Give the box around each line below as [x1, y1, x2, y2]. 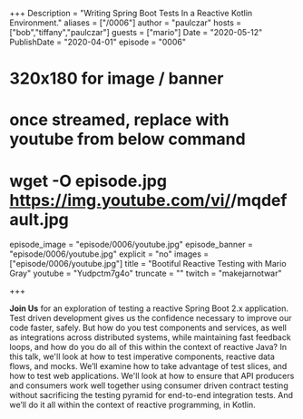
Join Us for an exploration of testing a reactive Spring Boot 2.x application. [9, 303, 288, 314]
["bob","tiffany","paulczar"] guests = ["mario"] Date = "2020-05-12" [9, 27, 263, 37]
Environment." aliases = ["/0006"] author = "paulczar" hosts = [9, 17, 242, 28]
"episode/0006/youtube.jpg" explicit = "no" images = [9, 248, 210, 259]
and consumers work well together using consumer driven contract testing [9, 380, 288, 391]
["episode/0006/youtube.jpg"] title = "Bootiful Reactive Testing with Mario [9, 258, 288, 269]
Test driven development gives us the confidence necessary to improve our [9, 313, 292, 324]
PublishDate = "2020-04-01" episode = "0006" [9, 36, 186, 47]
